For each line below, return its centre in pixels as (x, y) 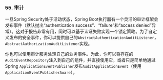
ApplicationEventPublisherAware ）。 (41, 72)
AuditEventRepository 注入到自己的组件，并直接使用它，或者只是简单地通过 (81, 60)
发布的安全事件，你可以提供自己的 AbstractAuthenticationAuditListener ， (84, 38)
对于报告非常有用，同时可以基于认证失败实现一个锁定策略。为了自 (86, 31)
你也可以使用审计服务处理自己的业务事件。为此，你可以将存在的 (69, 54)
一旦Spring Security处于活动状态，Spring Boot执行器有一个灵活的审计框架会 (82, 19)
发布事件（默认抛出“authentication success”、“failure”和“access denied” (79, 25)
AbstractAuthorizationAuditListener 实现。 (49, 44)
